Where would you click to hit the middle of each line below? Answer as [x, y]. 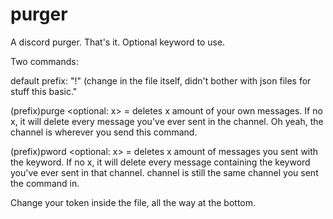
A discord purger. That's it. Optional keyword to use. [118, 42]
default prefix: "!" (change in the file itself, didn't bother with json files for [161, 80]
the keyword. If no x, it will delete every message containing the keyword [160, 162]
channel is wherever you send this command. [104, 132]
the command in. [45, 183]
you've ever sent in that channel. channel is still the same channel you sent [164, 172]
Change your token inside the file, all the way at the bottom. [133, 202]
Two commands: [44, 61]
